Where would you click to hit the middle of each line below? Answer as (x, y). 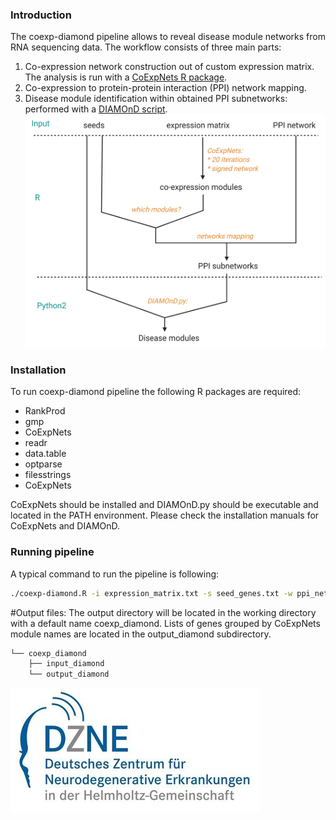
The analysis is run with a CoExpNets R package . (126, 77)
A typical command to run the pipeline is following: (115, 574)
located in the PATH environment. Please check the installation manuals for (165, 515)
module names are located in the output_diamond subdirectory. (141, 634)
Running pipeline (52, 552)
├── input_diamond (66, 664)
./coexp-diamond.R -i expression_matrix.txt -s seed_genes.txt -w (151, 593)
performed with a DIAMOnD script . (96, 109)
